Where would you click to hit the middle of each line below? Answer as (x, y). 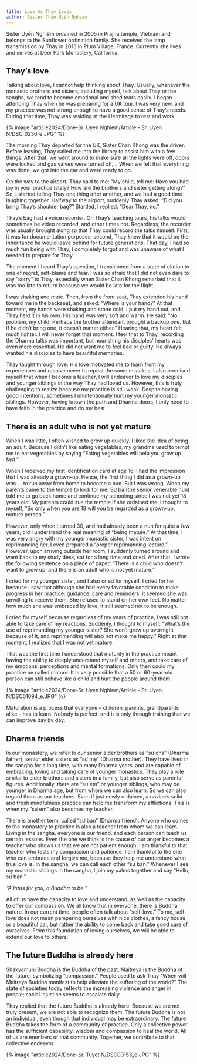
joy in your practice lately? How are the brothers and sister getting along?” (96, 188)
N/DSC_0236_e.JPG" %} (36, 134)
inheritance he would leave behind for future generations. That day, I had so (98, 243)
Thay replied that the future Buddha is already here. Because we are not (93, 1006)
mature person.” (26, 515)
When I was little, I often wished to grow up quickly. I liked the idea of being (97, 441)
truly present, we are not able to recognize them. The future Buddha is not (96, 1012)
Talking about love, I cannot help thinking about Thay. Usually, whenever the (98, 85)
